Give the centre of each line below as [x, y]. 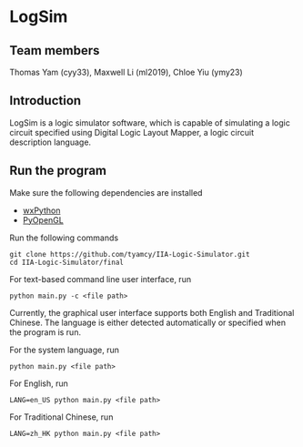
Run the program [58, 171]
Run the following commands [64, 238]
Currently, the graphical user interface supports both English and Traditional [152, 312]
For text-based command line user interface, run [101, 279]
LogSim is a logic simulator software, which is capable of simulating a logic [150, 122]
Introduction [45, 101]
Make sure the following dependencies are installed [106, 192]
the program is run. [45, 332]
